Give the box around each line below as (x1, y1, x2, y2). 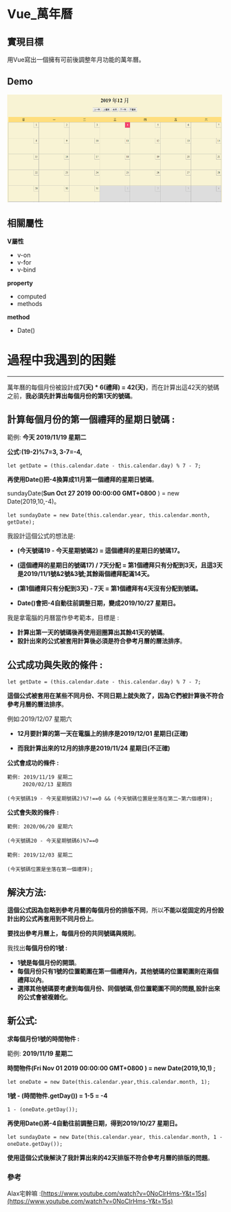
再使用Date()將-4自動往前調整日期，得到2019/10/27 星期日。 (7, 1119, 181, 1127)
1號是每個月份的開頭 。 (16, 958, 80, 967)
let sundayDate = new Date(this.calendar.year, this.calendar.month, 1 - (7, 1133, 223, 1140)
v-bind (16, 265, 36, 274)
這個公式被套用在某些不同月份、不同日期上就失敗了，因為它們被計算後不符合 (7, 692, 224, 700)
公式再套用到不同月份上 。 (25, 914, 98, 923)
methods (16, 299, 43, 307)
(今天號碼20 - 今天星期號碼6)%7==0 (7, 838, 98, 845)
